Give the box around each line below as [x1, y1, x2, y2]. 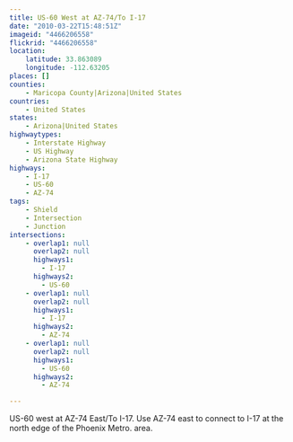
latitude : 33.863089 [25, 55, 102, 64]
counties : [9, 80, 47, 89]
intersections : [9, 230, 66, 239]
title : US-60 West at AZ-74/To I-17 [9, 13, 146, 22]
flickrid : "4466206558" [9, 38, 99, 48]
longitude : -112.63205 [25, 64, 110, 73]
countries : [9, 96, 50, 106]
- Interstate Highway [25, 138, 106, 147]
